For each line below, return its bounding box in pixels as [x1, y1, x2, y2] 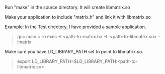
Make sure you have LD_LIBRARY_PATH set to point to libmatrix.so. [5, 49, 144, 54]
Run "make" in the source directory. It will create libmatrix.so [5, 5, 130, 10]
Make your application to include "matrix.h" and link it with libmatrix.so [5, 14, 151, 20]
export [17, 58, 31, 64]
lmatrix [17, 39, 32, 45]
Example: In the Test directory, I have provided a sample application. [5, 24, 146, 30]
